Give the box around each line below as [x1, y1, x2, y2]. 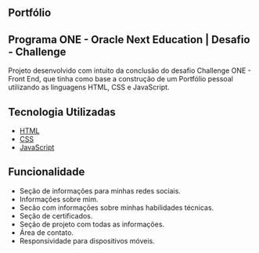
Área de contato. [19, 227, 74, 237]
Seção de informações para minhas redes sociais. [19, 186, 182, 195]
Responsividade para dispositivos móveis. [19, 236, 155, 245]
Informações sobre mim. [19, 194, 99, 204]
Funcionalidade [8, 165, 85, 179]
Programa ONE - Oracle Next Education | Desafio [8, 33, 250, 46]
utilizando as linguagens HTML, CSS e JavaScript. [8, 82, 170, 92]
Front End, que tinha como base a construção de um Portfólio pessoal [8, 74, 233, 84]
